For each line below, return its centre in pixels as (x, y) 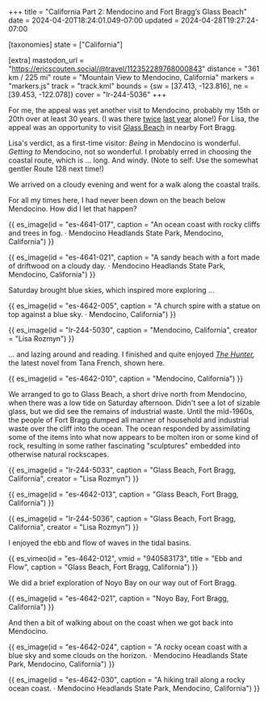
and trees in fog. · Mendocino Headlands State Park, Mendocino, (116, 233)
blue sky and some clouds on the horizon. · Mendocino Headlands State (128, 655)
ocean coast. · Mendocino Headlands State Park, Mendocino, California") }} (134, 688)
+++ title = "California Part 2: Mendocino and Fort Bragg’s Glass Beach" (128, 12)
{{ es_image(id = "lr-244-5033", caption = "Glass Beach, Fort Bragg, (122, 470)
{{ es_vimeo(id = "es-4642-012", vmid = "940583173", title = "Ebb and (125, 558)
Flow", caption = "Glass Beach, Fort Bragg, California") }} (103, 567)
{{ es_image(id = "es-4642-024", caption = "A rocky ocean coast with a (128, 647)
